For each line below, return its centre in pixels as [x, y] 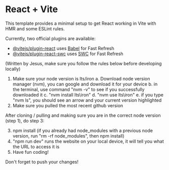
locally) [13, 69]
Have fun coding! [31, 152]
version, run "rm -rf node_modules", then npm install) [69, 136]
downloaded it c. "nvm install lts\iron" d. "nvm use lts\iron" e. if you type [88, 95]
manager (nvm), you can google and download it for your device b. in [85, 84]
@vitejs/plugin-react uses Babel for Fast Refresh [63, 48]
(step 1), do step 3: [25, 120]
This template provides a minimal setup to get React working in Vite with [81, 23]
